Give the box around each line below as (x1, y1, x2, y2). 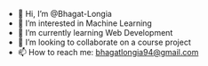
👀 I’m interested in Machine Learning (17, 18, 153, 29)
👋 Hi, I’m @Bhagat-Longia (17, 9, 113, 19)
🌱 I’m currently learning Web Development (17, 28, 173, 37)
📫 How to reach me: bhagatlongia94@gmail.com (17, 47, 199, 57)
